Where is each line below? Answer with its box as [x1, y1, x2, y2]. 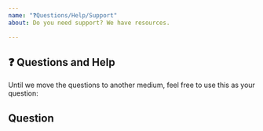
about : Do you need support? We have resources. [8, 19, 170, 27]
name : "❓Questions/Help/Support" [8, 11, 118, 20]
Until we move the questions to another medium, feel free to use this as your [8, 80, 255, 90]
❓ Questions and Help [8, 56, 115, 69]
